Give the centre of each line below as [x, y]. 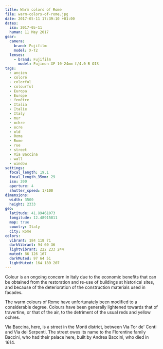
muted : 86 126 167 [28, 254]
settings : [15, 168]
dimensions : [17, 195]
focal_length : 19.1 [29, 173]
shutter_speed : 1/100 [31, 190]
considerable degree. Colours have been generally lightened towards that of [81, 307]
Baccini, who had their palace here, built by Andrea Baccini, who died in [77, 337]
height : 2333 [23, 204]
